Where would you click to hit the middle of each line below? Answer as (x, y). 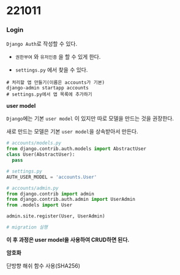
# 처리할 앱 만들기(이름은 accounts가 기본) (56, 83)
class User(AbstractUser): (41, 155)
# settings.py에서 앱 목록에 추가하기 (49, 95)
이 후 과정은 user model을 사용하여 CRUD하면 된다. (68, 239)
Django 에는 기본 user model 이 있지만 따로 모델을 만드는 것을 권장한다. (90, 119)
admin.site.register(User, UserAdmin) (56, 216)
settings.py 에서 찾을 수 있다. (51, 70)
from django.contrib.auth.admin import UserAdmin (71, 200)
